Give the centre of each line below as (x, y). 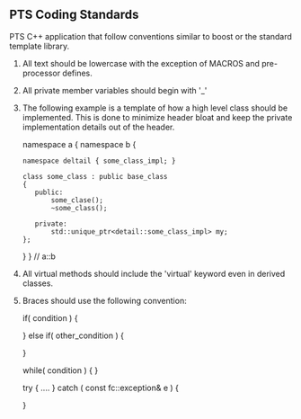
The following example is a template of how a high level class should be (155, 108)
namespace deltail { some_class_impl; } (99, 161)
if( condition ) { (50, 317)
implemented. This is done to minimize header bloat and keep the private (157, 117)
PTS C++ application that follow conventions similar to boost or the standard (150, 36)
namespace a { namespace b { (79, 144)
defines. (77, 73)
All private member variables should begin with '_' (115, 90)
